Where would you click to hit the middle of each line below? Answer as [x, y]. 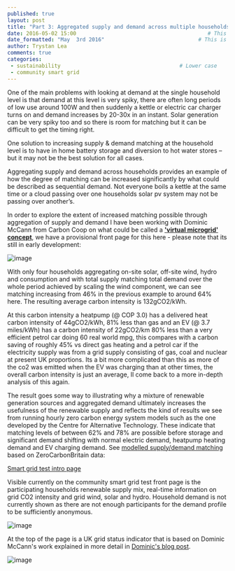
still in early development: [44, 244]
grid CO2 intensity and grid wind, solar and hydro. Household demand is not [117, 497]
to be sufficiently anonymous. [50, 512]
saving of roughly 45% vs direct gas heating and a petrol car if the [103, 344]
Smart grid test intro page [44, 468]
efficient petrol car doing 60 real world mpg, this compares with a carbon [113, 337]
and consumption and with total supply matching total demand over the [110, 279]
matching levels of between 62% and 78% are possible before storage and [115, 432]
